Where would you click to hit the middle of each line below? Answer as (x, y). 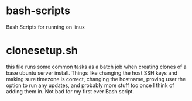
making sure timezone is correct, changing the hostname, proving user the (96, 79)
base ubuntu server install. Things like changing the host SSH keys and (92, 73)
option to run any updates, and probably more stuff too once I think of (90, 85)
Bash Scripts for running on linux (45, 27)
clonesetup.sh (42, 50)
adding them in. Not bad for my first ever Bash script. (70, 91)
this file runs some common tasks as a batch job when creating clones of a (96, 67)
